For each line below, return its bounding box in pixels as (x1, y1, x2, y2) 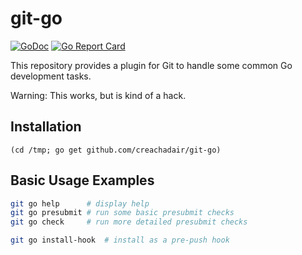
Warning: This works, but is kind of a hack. (10, 89, 187, 101)
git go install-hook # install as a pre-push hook (10, 235, 230, 246)
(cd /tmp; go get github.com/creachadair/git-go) (10, 145, 222, 155)
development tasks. (10, 70, 92, 82)
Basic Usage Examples (10, 172, 155, 189)
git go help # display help (10, 198, 150, 209)
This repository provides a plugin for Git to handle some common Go (10, 59, 293, 71)
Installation (10, 118, 82, 136)
